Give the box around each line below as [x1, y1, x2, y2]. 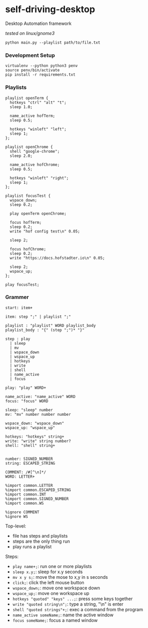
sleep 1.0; [10, 104, 33, 110]
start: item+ [5, 305, 33, 310]
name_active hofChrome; [10, 162, 60, 167]
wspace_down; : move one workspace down [12, 585, 100, 591]
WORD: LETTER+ [5, 474, 35, 479]
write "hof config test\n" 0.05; [10, 228, 80, 234]
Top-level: [5, 523, 26, 529]
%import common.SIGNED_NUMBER [5, 496, 69, 501]
